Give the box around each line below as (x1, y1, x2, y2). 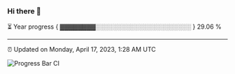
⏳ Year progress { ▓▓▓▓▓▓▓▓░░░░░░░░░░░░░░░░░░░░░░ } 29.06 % (7, 22, 222, 31)
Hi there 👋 (7, 6, 42, 16)
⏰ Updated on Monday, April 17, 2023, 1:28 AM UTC (7, 45, 156, 54)
